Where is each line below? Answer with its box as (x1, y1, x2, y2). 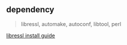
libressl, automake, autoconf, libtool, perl (20, 20, 122, 27)
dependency (6, 5, 55, 15)
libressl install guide (6, 32, 55, 39)
